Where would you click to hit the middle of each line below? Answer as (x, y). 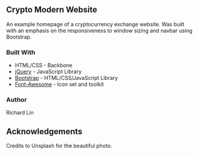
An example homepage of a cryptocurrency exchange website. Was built (95, 24)
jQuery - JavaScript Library (48, 72)
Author (17, 100)
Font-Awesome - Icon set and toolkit (59, 84)
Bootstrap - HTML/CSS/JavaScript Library (66, 78)
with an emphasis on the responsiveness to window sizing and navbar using (99, 30)
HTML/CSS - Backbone (43, 66)
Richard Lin (20, 113)
